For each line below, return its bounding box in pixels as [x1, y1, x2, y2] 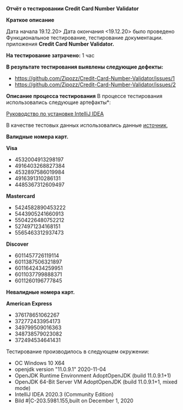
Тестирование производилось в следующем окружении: [6, 348, 149, 355]
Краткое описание [6, 17, 55, 23]
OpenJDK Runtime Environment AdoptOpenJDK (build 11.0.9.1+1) [14, 372, 172, 379]
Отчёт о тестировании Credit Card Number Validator [6, 5, 139, 12]
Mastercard [6, 193, 35, 200]
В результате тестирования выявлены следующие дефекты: [6, 63, 164, 70]
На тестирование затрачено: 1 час [6, 52, 95, 58]
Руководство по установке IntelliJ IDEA [6, 110, 104, 117]
